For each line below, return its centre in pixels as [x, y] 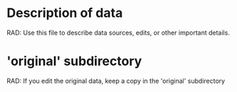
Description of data [65, 13]
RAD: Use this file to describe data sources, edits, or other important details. [118, 33]
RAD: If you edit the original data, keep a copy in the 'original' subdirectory [116, 81]
